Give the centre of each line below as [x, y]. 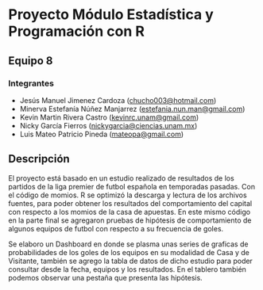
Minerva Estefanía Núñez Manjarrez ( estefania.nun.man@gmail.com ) [132, 109]
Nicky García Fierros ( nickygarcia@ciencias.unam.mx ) [108, 125]
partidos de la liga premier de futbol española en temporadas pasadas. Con [132, 186]
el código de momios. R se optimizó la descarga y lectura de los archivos [128, 195]
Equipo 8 [31, 61]
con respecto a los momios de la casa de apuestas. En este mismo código [130, 212]
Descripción [39, 159]
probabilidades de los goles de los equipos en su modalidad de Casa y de [129, 252]
